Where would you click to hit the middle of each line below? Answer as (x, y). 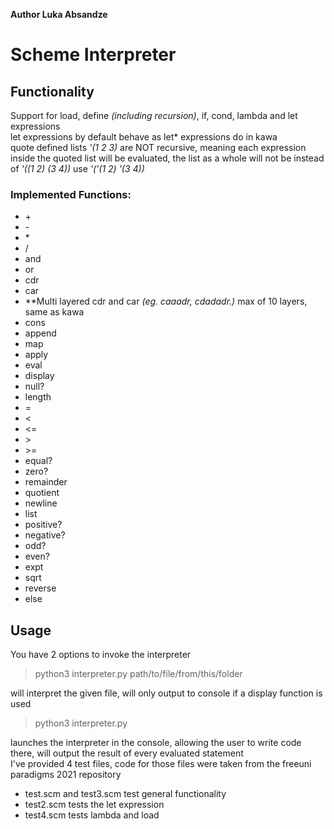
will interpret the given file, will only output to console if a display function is (166, 693)
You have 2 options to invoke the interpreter (101, 655)
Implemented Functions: (71, 194)
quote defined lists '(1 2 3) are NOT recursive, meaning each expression (158, 147)
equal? (38, 461)
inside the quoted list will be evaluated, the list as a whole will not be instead (167, 158)
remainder (46, 482)
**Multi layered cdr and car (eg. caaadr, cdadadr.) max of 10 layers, (166, 301)
